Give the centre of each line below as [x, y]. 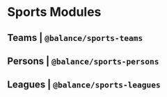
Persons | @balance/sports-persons [83, 61]
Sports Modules [54, 12]
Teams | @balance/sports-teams [75, 38]
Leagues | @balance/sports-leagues [84, 85]
